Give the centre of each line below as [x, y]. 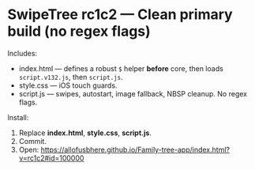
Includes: [22, 53]
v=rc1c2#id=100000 [51, 158]
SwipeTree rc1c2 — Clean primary [120, 15]
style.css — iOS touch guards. [68, 85]
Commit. [32, 141]
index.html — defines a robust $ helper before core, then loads [121, 68]
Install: [18, 117]
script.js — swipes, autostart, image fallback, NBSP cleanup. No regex [133, 93]
